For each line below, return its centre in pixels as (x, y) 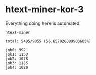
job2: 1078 (17, 59)
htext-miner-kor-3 (44, 9)
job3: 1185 (17, 63)
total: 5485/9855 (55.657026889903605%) (49, 41)
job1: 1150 (17, 54)
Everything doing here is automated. (43, 23)
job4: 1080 (17, 67)
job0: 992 (16, 50)
